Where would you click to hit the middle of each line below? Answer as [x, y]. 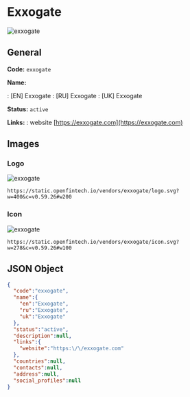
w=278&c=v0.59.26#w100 [39, 248]
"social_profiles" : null [47, 381]
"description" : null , [43, 336]
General [25, 53]
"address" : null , [36, 374]
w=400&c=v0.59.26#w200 [39, 197]
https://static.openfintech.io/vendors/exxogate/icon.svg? [93, 242]
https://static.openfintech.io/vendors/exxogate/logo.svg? [93, 191]
